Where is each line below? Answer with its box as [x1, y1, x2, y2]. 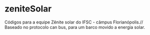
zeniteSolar [4, 3, 52, 14]
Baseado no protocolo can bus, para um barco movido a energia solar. [4, 24, 145, 30]
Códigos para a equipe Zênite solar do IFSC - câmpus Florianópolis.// [4, 19, 144, 25]
